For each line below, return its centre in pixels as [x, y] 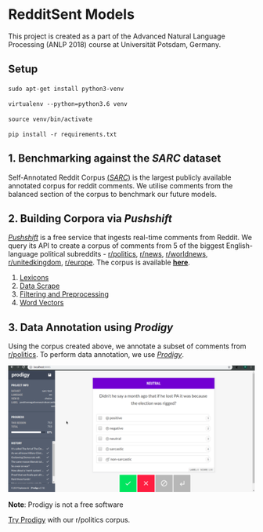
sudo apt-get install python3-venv [66, 89]
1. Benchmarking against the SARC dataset [115, 159]
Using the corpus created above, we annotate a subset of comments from [127, 346]
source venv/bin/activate [50, 119]
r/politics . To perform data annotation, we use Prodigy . [96, 355]
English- [239, 246]
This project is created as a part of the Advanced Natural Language [117, 36]
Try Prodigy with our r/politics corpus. [69, 520]
